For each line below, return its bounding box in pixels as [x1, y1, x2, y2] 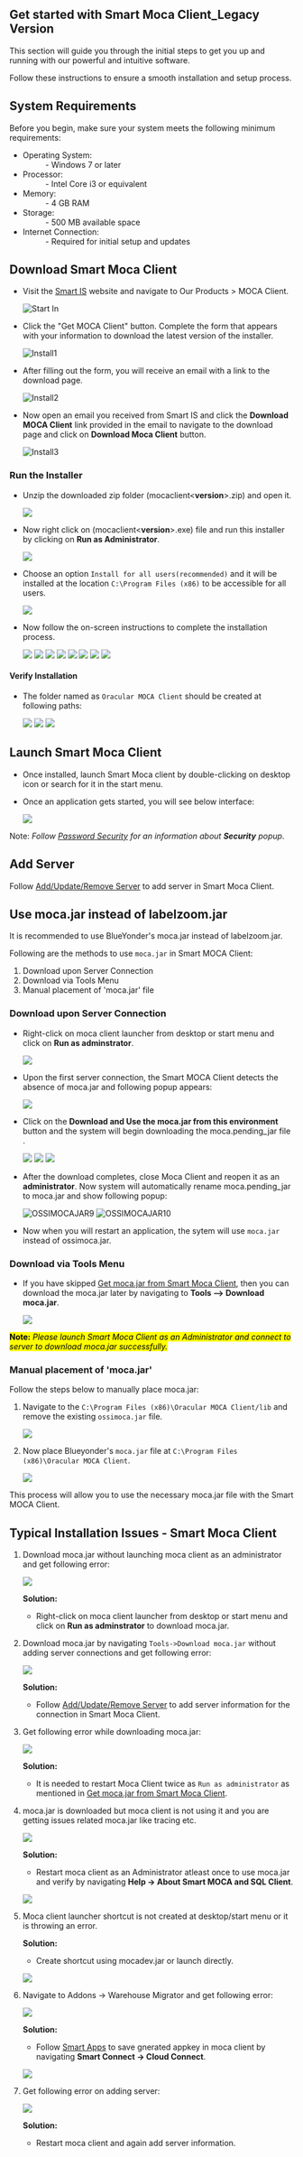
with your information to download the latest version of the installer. [22, 330, 273, 341]
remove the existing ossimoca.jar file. [22, 1412, 163, 1422]
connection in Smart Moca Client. [35, 1709, 161, 1720]
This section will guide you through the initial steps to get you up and [9, 45, 266, 56]
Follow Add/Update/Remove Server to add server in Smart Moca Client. [9, 880, 275, 892]
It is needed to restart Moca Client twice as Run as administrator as [35, 1778, 290, 1790]
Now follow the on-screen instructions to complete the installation [22, 622, 268, 633]
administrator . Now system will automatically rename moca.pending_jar [22, 1180, 291, 1191]
